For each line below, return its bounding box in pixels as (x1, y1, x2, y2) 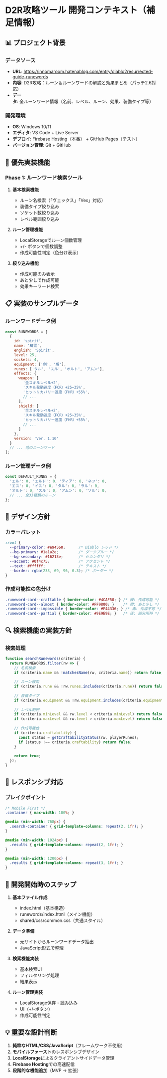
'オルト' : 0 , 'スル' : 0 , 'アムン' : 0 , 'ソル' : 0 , (9, 488, 107, 493)
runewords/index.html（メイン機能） (19, 911, 95, 917)
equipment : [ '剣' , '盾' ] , (14, 362, 66, 367)
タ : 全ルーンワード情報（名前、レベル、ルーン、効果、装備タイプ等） (12, 98, 154, 104)
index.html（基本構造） (19, 905, 68, 911)
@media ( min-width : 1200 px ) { (5, 856, 68, 861)
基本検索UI (19, 966, 42, 972)
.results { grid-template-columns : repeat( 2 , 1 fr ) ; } (9, 842, 123, 847)
